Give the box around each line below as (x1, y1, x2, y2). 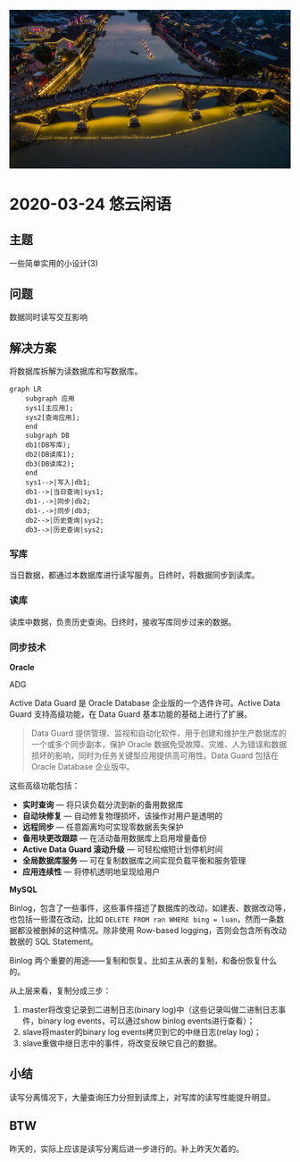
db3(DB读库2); (25, 459, 75, 469)
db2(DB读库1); (25, 450, 75, 459)
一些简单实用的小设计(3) (9, 257, 98, 268)
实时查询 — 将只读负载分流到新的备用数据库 (21, 799, 184, 810)
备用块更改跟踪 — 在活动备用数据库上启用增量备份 (21, 833, 207, 844)
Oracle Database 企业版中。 (30, 762, 135, 772)
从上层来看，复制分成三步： (9, 985, 112, 997)
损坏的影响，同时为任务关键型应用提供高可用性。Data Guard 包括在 (30, 750, 279, 761)
